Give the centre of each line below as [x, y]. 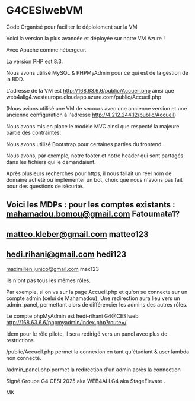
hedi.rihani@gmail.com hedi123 [66, 255]
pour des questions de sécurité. [45, 186]
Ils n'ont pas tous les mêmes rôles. [48, 280]
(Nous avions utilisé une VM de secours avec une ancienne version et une [97, 108]
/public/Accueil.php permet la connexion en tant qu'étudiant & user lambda [98, 352]
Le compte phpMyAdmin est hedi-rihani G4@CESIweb [72, 316]
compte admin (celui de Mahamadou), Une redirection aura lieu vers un [93, 298]
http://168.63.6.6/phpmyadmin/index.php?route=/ [66, 322]
